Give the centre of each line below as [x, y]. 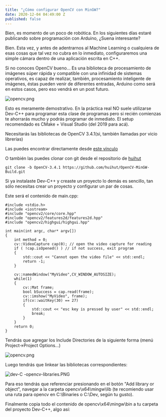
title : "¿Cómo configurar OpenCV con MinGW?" [53, 10]
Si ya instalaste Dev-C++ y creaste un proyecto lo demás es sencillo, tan [79, 181]
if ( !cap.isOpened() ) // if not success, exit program [74, 249]
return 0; [24, 327]
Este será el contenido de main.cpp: [42, 196]
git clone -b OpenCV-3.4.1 [33, 168]
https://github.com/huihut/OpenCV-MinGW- [106, 168]
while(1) [23, 279]
